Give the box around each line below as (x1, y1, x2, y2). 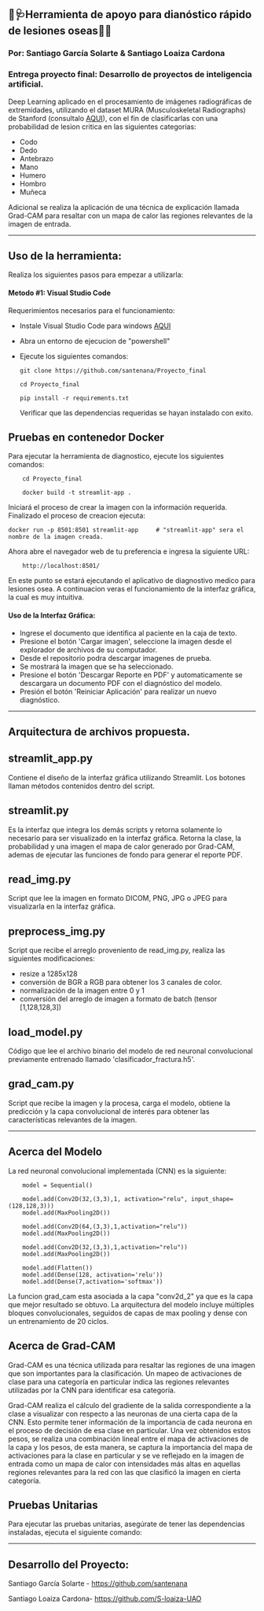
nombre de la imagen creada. (8, 533, 104, 541)
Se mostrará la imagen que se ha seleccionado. (19, 662, 174, 671)
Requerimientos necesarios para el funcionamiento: (8, 305, 175, 315)
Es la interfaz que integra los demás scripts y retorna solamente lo (8, 824, 222, 834)
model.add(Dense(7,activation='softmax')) (22, 1277, 163, 1285)
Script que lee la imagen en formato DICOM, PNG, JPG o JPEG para (8, 894, 228, 903)
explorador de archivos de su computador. (19, 645, 158, 654)
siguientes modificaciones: (8, 954, 96, 964)
